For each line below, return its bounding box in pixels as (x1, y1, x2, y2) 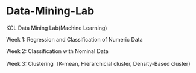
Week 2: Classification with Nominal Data (6, 47, 109, 55)
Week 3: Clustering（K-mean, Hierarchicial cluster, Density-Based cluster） (6, 60, 194, 67)
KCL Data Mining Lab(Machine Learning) (6, 24, 107, 31)
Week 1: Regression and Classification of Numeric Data (6, 36, 143, 43)
